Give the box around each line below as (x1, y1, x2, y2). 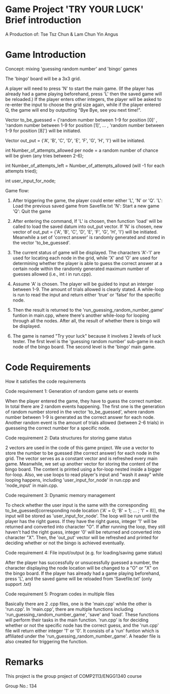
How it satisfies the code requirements (5, 378, 86, 384)
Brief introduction (5, 14, 82, 26)
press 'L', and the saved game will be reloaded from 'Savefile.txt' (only (5, 575, 152, 582)
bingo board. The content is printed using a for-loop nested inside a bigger (5, 466, 161, 472)
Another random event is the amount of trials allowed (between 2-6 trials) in (5, 419, 164, 425)
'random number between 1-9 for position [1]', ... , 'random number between (5, 122, 164, 128)
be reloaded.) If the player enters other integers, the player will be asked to (5, 96, 162, 102)
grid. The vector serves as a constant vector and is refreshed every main (5, 455, 158, 461)
